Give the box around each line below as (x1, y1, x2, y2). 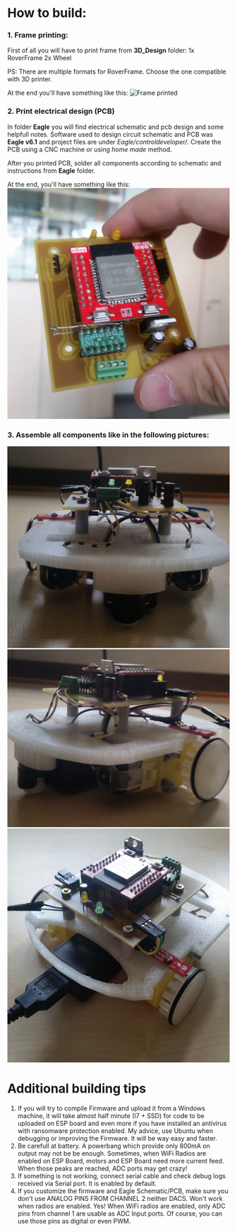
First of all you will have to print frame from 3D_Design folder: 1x (7, 46, 195, 54)
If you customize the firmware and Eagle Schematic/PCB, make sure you (17, 1187, 229, 1195)
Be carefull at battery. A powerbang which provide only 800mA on (17, 1141, 210, 1151)
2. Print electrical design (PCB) (7, 106, 115, 116)
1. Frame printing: (7, 30, 68, 40)
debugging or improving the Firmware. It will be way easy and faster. (17, 1134, 217, 1143)
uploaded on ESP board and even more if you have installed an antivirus (17, 1119, 227, 1128)
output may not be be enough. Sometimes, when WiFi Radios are (17, 1149, 207, 1158)
